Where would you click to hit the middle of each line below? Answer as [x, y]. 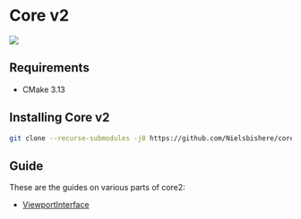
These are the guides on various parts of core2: [97, 188]
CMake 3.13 [43, 89]
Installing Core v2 [60, 118]
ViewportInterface [56, 205]
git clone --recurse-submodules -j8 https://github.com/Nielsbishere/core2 [154, 138]
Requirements [49, 68]
